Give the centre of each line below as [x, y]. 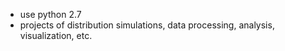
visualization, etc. [56, 35]
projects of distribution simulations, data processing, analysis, [147, 25]
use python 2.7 [50, 14]
